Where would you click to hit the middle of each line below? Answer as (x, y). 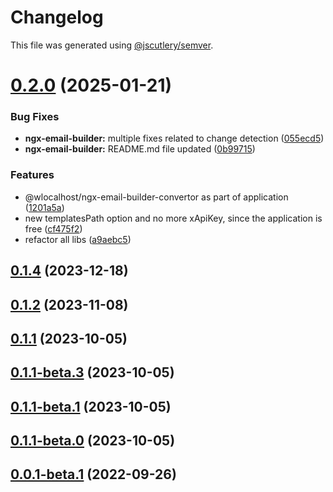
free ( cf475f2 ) (53, 228)
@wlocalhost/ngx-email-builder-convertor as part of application (156, 197)
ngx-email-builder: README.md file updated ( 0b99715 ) (140, 149)
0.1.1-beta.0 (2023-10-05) (93, 441)
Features (32, 175)
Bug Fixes (35, 117)
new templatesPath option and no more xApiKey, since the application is (173, 218)
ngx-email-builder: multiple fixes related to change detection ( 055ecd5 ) (174, 138)
